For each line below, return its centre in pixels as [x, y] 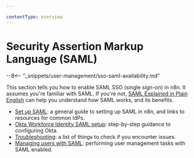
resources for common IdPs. [50, 117]
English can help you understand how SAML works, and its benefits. [90, 100]
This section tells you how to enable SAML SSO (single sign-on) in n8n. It [96, 87]
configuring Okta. [36, 130]
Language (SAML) [52, 59]
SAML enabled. [33, 149]
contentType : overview [34, 17]
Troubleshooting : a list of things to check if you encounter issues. [95, 137]
